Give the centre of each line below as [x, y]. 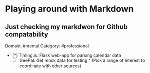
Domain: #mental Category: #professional [47, 46]
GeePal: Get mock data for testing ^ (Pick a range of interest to [82, 60]
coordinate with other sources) [50, 66]
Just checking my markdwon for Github [66, 27]
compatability [27, 34]
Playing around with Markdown [69, 9]
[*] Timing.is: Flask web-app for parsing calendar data [66, 55]
